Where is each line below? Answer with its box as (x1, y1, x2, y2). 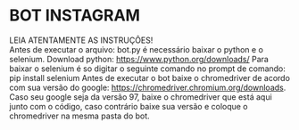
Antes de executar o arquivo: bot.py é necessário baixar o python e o (9, 44, 263, 54)
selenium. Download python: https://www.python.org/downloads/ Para (9, 53, 270, 64)
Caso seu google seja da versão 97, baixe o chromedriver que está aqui (9, 91, 272, 102)
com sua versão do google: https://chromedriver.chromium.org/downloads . (9, 82, 287, 93)
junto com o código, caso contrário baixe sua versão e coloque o (9, 101, 248, 111)
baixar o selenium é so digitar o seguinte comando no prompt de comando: (9, 63, 286, 74)
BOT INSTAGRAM (9, 5, 141, 26)
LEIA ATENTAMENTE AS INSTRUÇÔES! (9, 35, 154, 45)
